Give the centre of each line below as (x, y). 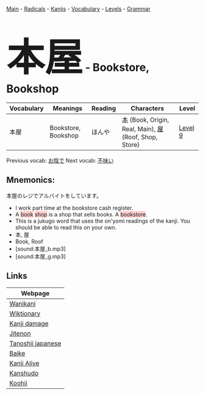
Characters (148, 108)
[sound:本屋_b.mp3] (40, 249)
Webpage (35, 293)
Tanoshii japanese (35, 343)
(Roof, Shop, (140, 137)
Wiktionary (25, 313)
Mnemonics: (31, 180)
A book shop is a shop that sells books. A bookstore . (81, 214)
